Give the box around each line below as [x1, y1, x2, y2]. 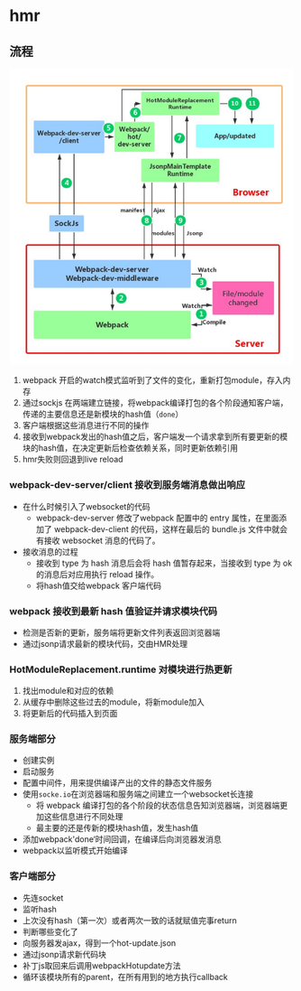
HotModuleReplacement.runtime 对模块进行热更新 [9, 663, 233, 676]
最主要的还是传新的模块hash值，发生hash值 [35, 823, 199, 834]
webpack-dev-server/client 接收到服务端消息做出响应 [9, 479, 246, 491]
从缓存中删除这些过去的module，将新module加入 [22, 697, 205, 707]
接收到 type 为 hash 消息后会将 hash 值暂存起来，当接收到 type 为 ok [35, 557, 293, 568]
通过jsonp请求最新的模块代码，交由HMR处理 [22, 638, 187, 649]
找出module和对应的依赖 [22, 686, 114, 697]
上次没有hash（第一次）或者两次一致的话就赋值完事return [22, 914, 237, 926]
